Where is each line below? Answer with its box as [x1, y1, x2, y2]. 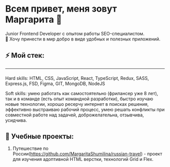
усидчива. [5, 117, 27, 123]
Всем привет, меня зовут [5, 3, 117, 15]
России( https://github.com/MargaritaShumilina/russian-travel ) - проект [12, 151, 162, 157]
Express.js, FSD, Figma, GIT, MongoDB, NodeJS [5, 80, 105, 87]
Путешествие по [12, 145, 49, 152]
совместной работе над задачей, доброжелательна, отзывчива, [5, 112, 144, 118]
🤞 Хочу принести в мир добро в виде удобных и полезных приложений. [5, 36, 161, 42]
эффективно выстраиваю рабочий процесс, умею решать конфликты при [5, 107, 165, 113]
